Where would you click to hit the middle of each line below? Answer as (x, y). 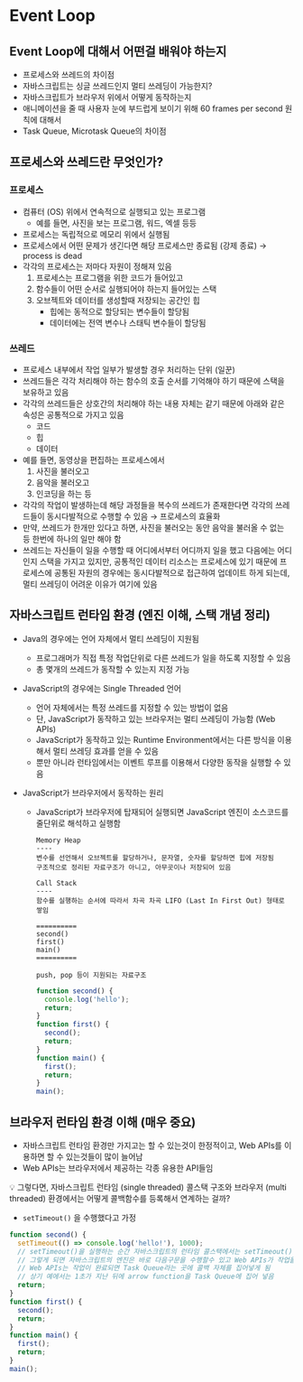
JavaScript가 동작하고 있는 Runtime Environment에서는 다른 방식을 (156, 739)
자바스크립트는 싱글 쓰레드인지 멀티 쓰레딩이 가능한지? (117, 86)
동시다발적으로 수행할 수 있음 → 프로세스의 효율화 (133, 516)
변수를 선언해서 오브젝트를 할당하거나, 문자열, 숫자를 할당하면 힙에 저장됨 (155, 858)
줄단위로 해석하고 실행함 (78, 823)
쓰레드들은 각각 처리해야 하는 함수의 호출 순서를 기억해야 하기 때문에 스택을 (154, 381)
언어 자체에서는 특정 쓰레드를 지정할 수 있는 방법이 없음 (132, 707)
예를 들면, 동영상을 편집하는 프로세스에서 (93, 459)
